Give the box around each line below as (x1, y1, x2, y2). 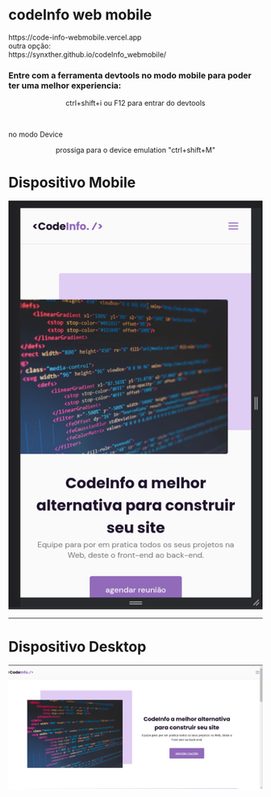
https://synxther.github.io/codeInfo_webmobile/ (8, 49, 167, 59)
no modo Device (8, 129, 63, 139)
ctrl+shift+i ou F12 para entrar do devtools (65, 99, 206, 108)
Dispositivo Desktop (8, 637, 147, 656)
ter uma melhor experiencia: (8, 79, 122, 91)
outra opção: (8, 40, 51, 50)
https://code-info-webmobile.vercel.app (8, 32, 142, 42)
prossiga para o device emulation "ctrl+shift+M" (55, 145, 216, 155)
